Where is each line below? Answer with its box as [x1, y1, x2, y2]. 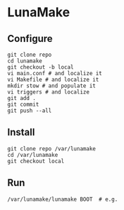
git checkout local [7, 157, 65, 165]
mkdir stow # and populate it [7, 82, 97, 89]
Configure [7, 33, 53, 45]
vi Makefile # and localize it [7, 76, 99, 83]
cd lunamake [7, 57, 42, 65]
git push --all [7, 107, 52, 114]
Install [7, 126, 35, 138]
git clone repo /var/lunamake [7, 145, 97, 153]
